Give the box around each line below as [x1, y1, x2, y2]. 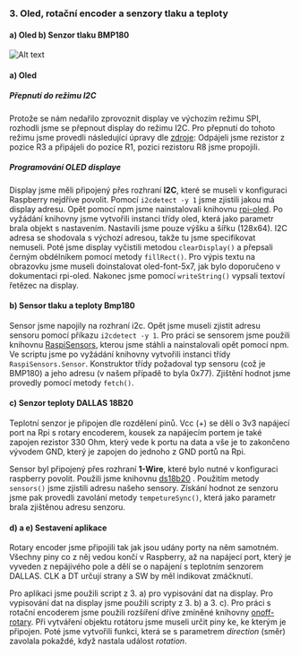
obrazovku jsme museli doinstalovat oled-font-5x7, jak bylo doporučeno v [9, 261, 280, 271]
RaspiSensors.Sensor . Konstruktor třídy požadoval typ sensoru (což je [9, 358, 266, 369]
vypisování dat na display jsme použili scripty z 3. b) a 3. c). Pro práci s [9, 598, 271, 608]
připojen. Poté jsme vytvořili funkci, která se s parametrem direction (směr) [9, 626, 287, 637]
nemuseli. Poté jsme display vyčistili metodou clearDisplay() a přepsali [9, 241, 273, 253]
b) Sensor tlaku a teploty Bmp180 [9, 300, 136, 311]
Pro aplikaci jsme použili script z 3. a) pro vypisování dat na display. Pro [9, 588, 273, 599]
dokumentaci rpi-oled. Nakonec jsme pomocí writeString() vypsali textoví [9, 270, 285, 280]
